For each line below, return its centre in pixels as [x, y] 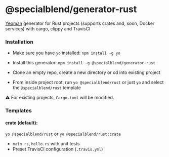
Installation [19, 42]
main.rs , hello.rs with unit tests [46, 144]
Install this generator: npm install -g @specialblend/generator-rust [84, 63]
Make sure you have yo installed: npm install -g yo [66, 53]
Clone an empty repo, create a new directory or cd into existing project [87, 72]
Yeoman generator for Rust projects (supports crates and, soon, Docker [80, 23]
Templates [18, 111]
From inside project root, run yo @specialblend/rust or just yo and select [88, 83]
